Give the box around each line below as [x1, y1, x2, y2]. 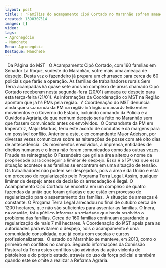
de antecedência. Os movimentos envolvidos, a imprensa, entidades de [5, 141, 152, 147]
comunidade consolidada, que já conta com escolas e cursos [5, 231, 130, 237]
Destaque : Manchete [5, 49, 45, 54]
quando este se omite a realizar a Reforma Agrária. [5, 257, 109, 263]
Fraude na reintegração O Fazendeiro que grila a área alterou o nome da [5, 152, 152, 158]
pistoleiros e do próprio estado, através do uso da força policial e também [5, 252, 156, 258]
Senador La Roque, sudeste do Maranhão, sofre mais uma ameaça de [5, 67, 147, 73]
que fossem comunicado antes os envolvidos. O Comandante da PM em [5, 120, 153, 126]
